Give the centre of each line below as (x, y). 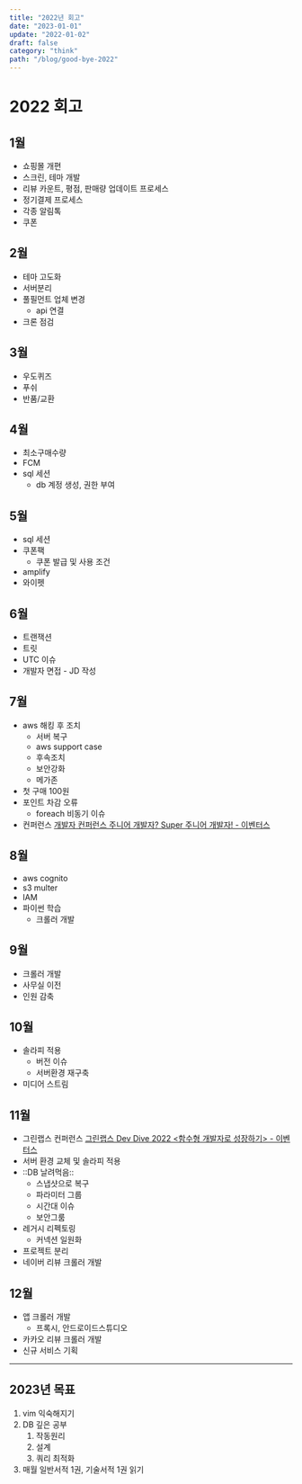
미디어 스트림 (45, 1084)
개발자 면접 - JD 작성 (59, 671)
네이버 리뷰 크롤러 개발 (62, 1262)
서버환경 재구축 (62, 1073)
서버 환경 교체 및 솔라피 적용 (71, 1161)
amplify (36, 572)
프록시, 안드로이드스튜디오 (82, 1328)
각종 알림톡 (42, 211)
